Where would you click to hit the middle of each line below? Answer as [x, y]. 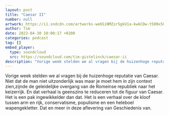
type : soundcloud [28, 52]
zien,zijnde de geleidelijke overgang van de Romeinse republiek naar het [80, 87]
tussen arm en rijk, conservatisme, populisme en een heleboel [70, 103]
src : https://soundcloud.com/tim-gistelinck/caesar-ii [68, 57]
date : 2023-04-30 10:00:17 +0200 [40, 33]
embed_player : [20, 47]
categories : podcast [27, 38]
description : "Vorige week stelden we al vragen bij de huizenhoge [77, 62]
